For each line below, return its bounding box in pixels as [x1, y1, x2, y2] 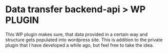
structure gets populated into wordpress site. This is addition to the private [5, 37, 163, 43]
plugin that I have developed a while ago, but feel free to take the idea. [5, 42, 154, 48]
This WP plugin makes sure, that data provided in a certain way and [5, 31, 148, 37]
